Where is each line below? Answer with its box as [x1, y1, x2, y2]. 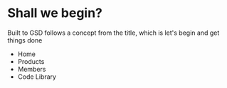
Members [17, 65, 46, 73]
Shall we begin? [7, 5, 103, 21]
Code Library [17, 72, 57, 81]
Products [17, 57, 45, 65]
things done [7, 35, 43, 44]
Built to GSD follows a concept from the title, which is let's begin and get [7, 28, 220, 37]
